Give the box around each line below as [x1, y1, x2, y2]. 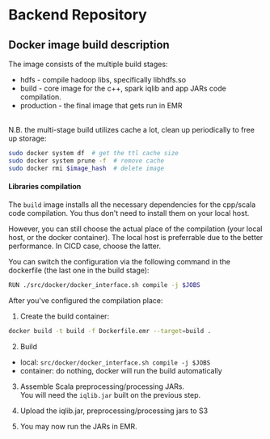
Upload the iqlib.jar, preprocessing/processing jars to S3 [19, 406, 209, 416]
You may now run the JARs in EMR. [19, 421, 137, 431]
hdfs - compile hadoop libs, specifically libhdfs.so [19, 75, 187, 84]
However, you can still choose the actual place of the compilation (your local [8, 224, 263, 234]
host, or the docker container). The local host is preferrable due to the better [8, 232, 264, 242]
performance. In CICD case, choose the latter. [8, 241, 162, 251]
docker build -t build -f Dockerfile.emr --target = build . [8, 327, 212, 335]
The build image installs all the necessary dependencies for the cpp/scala [8, 200, 256, 209]
